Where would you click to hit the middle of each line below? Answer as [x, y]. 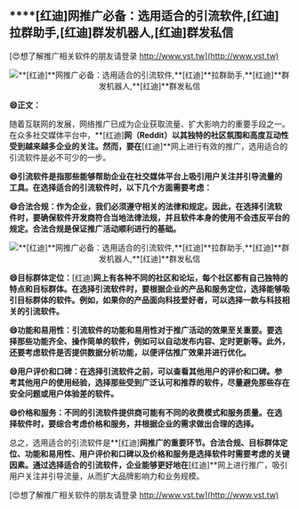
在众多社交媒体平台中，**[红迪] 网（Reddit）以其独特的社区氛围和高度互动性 [149, 135]
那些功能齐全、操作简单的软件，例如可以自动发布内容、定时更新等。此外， [153, 341]
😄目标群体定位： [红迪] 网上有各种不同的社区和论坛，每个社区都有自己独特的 [149, 277]
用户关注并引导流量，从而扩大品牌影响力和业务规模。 [107, 476]
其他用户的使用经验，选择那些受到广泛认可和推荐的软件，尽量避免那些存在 [153, 382]
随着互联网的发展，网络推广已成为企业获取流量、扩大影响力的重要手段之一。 [149, 124]
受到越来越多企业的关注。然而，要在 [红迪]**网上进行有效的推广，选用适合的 [149, 146]
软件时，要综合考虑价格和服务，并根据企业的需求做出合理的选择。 [137, 423]
